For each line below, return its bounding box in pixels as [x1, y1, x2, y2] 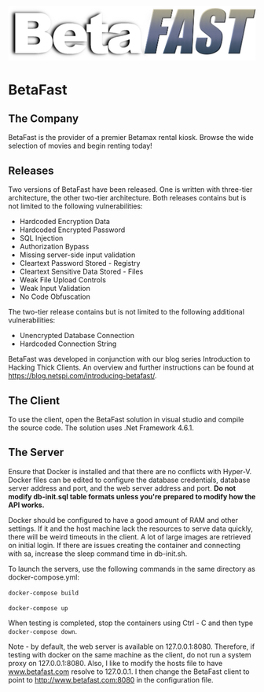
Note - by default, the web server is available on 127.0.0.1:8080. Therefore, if [8, 642, 255, 651]
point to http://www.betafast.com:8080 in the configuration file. [8, 675, 214, 684]
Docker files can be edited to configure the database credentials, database [8, 475, 251, 484]
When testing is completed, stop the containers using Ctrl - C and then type [8, 618, 254, 628]
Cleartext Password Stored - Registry [19, 259, 141, 268]
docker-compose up [8, 604, 68, 612]
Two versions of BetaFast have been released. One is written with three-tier [8, 185, 253, 194]
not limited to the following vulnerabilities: [8, 201, 143, 211]
